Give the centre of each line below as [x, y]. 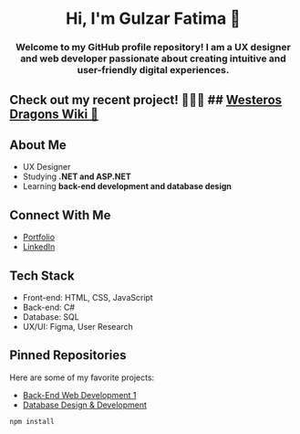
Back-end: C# [49, 307]
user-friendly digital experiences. [153, 70]
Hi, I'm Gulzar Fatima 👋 [153, 19]
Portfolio [39, 238]
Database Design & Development [85, 405]
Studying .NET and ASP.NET [77, 176]
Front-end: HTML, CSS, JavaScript [88, 297]
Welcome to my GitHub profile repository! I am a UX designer [153, 48]
